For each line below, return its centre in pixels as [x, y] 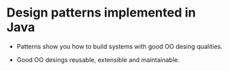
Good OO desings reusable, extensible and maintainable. [98, 59]
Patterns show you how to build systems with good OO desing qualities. [120, 46]
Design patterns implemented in [101, 13]
